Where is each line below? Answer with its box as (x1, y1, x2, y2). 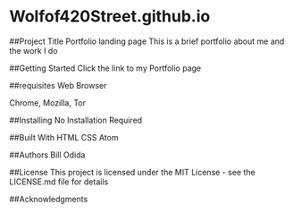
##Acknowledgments (9, 193, 88, 204)
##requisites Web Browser (9, 80, 107, 90)
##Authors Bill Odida (9, 149, 86, 160)
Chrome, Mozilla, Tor (9, 97, 87, 108)
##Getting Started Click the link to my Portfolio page (9, 63, 202, 73)
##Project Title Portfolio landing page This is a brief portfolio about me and (9, 36, 285, 47)
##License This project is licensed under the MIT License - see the (9, 166, 256, 177)
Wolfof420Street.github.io (9, 6, 211, 27)
